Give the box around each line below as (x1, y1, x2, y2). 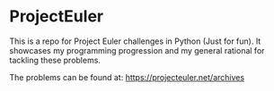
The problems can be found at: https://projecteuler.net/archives (9, 71, 245, 82)
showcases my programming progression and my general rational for (9, 45, 265, 55)
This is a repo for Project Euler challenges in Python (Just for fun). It (9, 36, 261, 46)
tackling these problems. (9, 54, 102, 65)
